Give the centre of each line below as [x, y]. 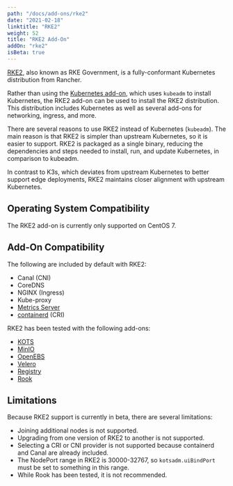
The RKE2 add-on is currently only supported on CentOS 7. [91, 225]
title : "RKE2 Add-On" [39, 40]
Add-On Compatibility [56, 248]
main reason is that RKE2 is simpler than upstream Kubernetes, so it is [107, 136]
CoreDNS [31, 285]
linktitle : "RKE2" [34, 26]
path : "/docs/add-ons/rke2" [48, 14]
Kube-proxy [34, 299]
